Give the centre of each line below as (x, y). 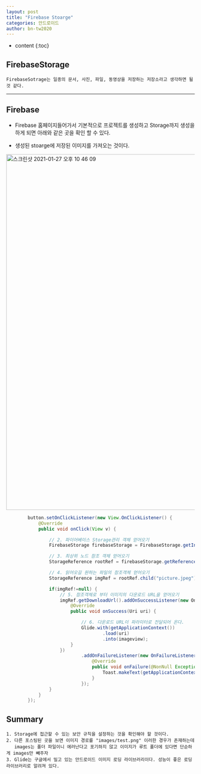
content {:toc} (32, 46)
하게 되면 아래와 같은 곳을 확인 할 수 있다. (63, 132)
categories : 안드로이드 (33, 23)
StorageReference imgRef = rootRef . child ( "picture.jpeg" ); (124, 578)
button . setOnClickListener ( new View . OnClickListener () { (100, 517)
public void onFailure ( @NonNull (132, 667)
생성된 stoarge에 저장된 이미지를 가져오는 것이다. (72, 145)
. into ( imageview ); (125, 639)
